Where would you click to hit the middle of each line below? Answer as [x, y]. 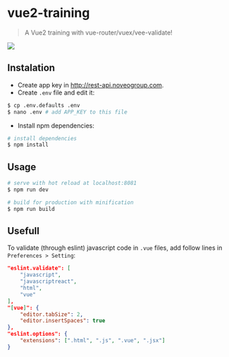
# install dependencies [42, 138]
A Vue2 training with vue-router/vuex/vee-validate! [98, 32]
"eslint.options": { [38, 334]
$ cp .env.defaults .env [44, 105]
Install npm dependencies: [56, 126]
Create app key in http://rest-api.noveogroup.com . [91, 85]
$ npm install [28, 145]
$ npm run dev [28, 189]
